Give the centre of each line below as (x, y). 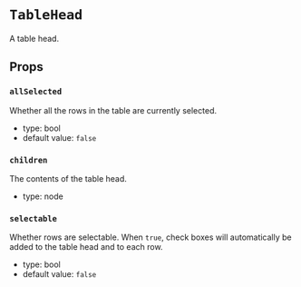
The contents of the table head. (68, 178)
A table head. (34, 38)
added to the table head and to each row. (86, 247)
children (29, 160)
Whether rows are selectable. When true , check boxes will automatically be (150, 237)
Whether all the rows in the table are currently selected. (113, 110)
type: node (43, 196)
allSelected (36, 92)
